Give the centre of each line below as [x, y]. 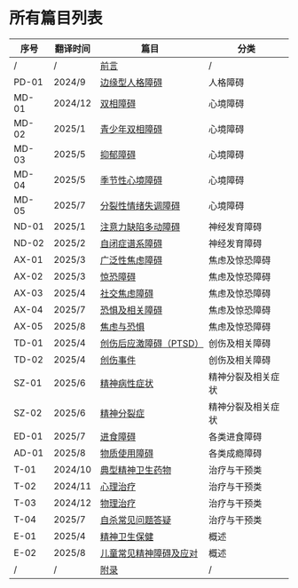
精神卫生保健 [126, 536]
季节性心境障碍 [131, 180]
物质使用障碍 [126, 453]
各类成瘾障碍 [235, 453]
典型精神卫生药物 [135, 470]
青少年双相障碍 [131, 129]
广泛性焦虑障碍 [131, 260]
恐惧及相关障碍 [131, 310]
